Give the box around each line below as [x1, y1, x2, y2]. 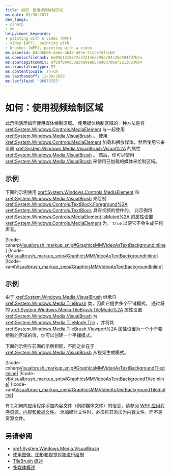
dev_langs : [5, 17, 28, 22]
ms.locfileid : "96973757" [5, 78, 60, 84]
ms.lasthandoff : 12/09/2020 [5, 74, 65, 79]
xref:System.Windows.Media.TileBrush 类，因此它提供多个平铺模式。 [5, 300, 150, 306]
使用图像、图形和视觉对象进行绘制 [12, 452, 84, 458]
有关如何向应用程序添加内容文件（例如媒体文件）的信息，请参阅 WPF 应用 [5, 403, 160, 409]
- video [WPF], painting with [5, 41, 70, 46]
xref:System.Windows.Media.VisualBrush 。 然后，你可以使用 [5, 151, 135, 158]
